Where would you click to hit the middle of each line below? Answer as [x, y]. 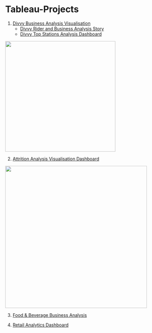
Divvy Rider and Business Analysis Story [62, 28]
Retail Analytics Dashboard [41, 325]
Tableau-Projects [42, 9]
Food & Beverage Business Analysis [50, 315]
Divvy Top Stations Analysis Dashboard [61, 34]
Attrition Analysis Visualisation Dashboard [56, 159]
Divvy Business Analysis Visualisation [51, 23]
